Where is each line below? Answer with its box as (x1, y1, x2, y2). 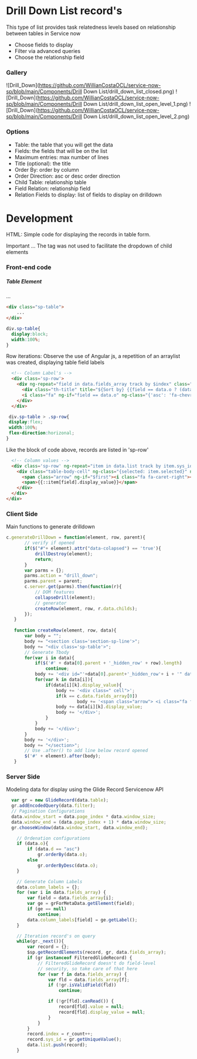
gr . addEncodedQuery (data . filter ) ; (11, 803, 96, 809)
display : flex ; (8, 419, 43, 425)
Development (6, 212, 73, 225)
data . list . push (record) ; (27, 1042, 88, 1048)
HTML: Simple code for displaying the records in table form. (6, 231, 151, 238)
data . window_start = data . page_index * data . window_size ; (11, 813, 157, 820)
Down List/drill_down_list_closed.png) (83, 88, 175, 95)
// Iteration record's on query (16, 933, 96, 939)
